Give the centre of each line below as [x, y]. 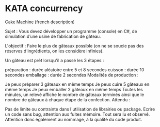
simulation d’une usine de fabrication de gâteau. [53, 36]
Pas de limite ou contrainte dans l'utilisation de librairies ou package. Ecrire [80, 109]
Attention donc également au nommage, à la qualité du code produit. [73, 119]
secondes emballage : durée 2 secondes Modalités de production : [72, 75]
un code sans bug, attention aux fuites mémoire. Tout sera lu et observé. [78, 114]
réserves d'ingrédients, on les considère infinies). [55, 51]
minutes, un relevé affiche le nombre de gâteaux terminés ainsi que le [75, 95]
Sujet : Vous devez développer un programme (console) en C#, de [71, 31]
